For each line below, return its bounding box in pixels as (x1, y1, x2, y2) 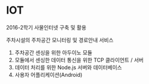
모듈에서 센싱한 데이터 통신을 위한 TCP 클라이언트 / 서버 (14, 56, 144, 63)
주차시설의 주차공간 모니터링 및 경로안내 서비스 (6, 36, 114, 43)
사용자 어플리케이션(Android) (14, 71, 83, 78)
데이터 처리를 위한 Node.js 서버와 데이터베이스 (14, 63, 122, 71)
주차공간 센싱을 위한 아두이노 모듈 (14, 49, 93, 56)
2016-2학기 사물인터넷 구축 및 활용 (6, 24, 87, 31)
